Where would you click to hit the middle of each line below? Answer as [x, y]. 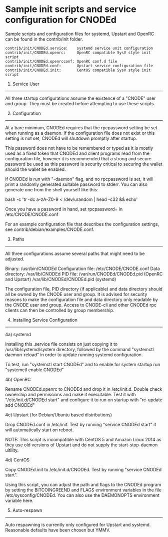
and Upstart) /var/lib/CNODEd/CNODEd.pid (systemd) [61, 279]
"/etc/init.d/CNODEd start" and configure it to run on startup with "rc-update [84, 400]
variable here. [19, 500]
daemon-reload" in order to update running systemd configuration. [74, 355]
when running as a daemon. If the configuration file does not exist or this [80, 133]
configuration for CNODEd [61, 20]
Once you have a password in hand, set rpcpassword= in [64, 209]
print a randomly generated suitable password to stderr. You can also [76, 184]
